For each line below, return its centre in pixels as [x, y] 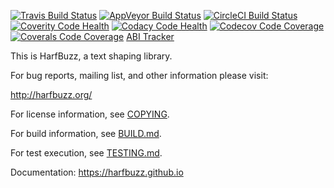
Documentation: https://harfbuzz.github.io [97, 172]
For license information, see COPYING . [90, 114]
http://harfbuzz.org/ [51, 94]
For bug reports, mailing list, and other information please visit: [139, 75]
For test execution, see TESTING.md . [86, 153]
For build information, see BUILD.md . [86, 133]
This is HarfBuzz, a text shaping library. [91, 56]
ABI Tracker [150, 36]
